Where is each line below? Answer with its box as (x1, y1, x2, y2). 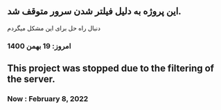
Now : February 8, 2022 (7, 94, 89, 104)
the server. (7, 73, 55, 85)
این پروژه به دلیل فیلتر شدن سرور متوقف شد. (7, 6, 182, 17)
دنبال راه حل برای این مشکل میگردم (7, 24, 100, 32)
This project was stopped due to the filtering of (7, 62, 215, 75)
